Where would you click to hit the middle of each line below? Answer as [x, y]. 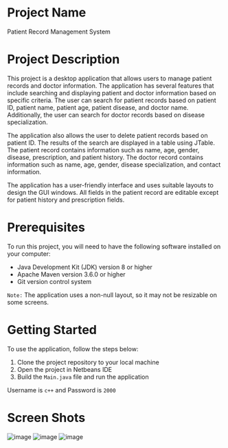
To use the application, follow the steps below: [73, 349]
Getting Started [52, 330]
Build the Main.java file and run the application [83, 377]
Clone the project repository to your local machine [88, 362]
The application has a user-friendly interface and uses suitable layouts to [111, 185]
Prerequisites [46, 227]
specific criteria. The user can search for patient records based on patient [112, 100]
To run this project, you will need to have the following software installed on [114, 246]
